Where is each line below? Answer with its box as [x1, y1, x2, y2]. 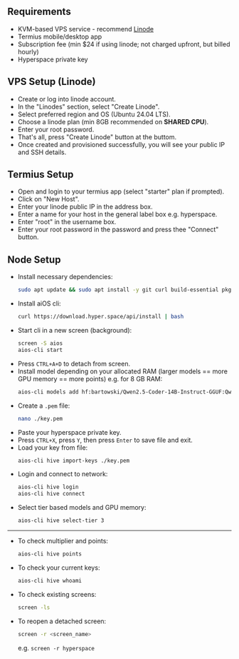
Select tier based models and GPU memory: [17, 503, 147, 512]
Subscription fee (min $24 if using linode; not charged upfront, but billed [17, 39, 230, 49]
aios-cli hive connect [17, 491, 85, 498]
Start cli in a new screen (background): [17, 326, 132, 334]
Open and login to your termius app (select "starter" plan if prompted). [17, 187, 225, 196]
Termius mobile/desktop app [17, 32, 102, 41]
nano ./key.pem [17, 415, 63, 422]
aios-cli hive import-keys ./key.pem [17, 457, 130, 464]
